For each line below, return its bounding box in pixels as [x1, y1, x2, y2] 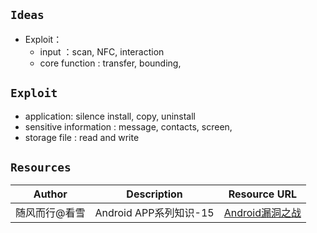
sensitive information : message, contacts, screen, [24, 120, 233, 133]
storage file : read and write [24, 131, 140, 143]
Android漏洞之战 [223, 206, 302, 220]
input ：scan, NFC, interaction [39, 45, 165, 58]
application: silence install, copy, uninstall [24, 110, 197, 122]
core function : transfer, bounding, [39, 57, 182, 69]
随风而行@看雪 [15, 206, 86, 220]
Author [33, 187, 68, 201]
